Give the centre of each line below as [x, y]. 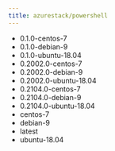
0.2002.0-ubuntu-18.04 [58, 80]
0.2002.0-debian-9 [51, 72]
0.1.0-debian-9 [44, 46]
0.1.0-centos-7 [43, 38]
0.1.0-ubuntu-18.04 [50, 55]
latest [29, 131]
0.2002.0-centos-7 [51, 64]
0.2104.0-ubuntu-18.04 [57, 106]
